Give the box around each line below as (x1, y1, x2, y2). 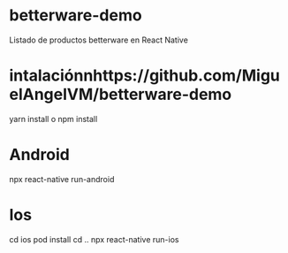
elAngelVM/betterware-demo (9, 85, 232, 104)
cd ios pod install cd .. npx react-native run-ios (9, 234, 179, 244)
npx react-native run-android (9, 173, 115, 184)
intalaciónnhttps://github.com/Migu (9, 65, 280, 86)
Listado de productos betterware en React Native (9, 34, 188, 45)
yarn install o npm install (9, 113, 98, 124)
